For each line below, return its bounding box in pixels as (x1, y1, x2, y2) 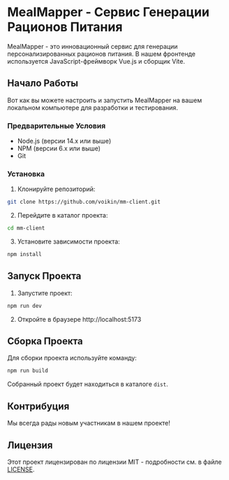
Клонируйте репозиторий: (17, 185, 96, 193)
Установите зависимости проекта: (17, 237, 120, 246)
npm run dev (7, 302, 42, 309)
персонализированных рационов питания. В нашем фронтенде (7, 50, 195, 58)
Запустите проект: (17, 288, 73, 297)
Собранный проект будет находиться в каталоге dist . (7, 380, 169, 388)
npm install (7, 251, 42, 258)
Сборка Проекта (7, 335, 84, 347)
